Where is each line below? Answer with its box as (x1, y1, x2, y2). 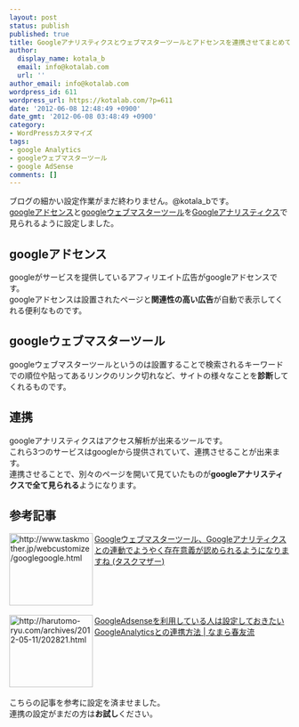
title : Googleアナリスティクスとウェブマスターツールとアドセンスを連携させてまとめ (9, 37, 285, 47)
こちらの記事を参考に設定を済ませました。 (9, 697, 166, 707)
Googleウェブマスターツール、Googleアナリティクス (94, 533, 287, 544)
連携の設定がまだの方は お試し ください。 (9, 708, 158, 719)
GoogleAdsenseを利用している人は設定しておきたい (94, 615, 285, 626)
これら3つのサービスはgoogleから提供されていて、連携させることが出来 (9, 446, 273, 456)
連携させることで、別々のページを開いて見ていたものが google (9, 468, 238, 479)
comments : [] (9, 170, 58, 179)
